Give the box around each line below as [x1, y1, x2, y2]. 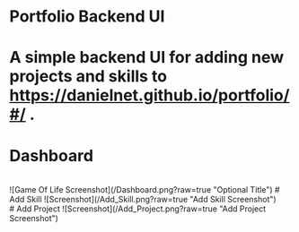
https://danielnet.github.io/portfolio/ [9, 85, 290, 106]
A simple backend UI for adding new [9, 47, 285, 68]
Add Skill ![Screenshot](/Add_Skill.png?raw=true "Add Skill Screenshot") [9, 194, 277, 205]
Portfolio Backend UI [9, 6, 165, 27]
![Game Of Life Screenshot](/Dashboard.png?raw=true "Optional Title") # [9, 185, 280, 195]
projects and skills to [9, 66, 168, 87]
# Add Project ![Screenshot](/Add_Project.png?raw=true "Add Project [9, 203, 267, 214]
